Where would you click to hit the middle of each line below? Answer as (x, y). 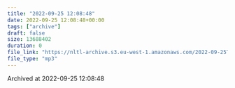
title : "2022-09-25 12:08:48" (51, 14)
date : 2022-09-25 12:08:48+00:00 (56, 20)
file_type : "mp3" (33, 59)
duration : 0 (24, 46)
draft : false (26, 33)
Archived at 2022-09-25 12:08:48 (56, 78)
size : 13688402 (29, 39)
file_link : (23, 53)
